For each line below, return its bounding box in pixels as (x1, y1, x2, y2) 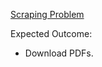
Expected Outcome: (10, 28, 93, 39)
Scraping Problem (10, 9, 85, 20)
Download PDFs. (24, 47, 94, 59)
